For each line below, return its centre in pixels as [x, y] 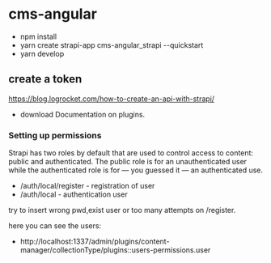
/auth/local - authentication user [74, 194]
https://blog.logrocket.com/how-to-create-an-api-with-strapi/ [112, 99]
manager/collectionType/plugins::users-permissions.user [115, 250]
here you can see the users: [55, 226]
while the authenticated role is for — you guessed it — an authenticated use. [136, 170]
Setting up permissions [55, 135]
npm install [38, 36]
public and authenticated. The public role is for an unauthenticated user [128, 162]
